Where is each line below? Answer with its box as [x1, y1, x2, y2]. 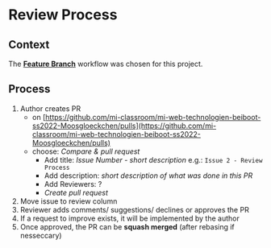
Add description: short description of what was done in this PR [44, 171, 253, 180]
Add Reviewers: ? [44, 179, 102, 188]
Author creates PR [19, 103, 81, 114]
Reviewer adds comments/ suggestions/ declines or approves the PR [19, 205, 250, 214]
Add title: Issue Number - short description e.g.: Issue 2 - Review [44, 155, 263, 164]
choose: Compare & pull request [31, 147, 140, 156]
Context [8, 38, 50, 52]
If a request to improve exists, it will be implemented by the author [19, 213, 240, 223]
